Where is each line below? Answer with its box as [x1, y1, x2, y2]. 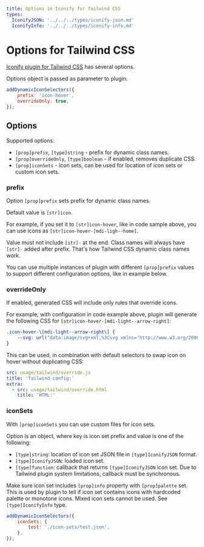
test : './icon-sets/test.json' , [28, 524, 110, 531]
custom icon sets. [15, 168, 59, 175]
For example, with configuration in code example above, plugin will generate [6, 311, 197, 318]
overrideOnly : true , [17, 98, 69, 105]
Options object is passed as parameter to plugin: [6, 75, 128, 82]
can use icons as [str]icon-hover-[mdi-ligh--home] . [6, 227, 138, 234]
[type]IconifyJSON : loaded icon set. [15, 457, 105, 464]
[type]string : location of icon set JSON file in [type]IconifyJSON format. [15, 450, 197, 458]
